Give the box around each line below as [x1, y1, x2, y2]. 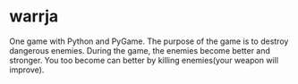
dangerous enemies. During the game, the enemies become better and [9, 45, 271, 55]
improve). [9, 64, 45, 75]
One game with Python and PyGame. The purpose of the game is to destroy [9, 36, 289, 46]
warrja [9, 6, 59, 27]
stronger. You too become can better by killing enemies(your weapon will [9, 55, 279, 65]
